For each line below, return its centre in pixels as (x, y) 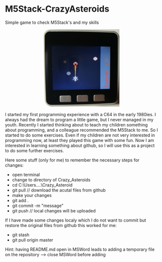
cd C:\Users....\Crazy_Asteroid (42, 185)
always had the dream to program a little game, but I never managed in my (79, 120)
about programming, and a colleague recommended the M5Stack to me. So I (81, 130)
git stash (21, 235)
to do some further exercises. (34, 151)
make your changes (32, 195)
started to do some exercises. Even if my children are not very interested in (80, 135)
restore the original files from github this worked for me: (61, 226)
